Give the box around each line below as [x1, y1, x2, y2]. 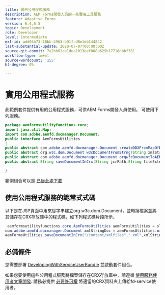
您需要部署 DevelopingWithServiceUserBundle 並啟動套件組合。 [5, 262, 135, 268]
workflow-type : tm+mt [5, 53, 50, 58]
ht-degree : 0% [5, 62, 34, 67]
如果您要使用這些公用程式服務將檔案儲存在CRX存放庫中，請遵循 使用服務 [5, 272, 153, 278]
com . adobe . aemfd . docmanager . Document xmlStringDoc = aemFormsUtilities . [5, 228, 157, 233]
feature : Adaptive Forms [5, 16, 56, 21]
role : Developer [5, 30, 38, 35]
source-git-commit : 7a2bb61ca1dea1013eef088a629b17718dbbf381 [5, 48, 135, 53]
